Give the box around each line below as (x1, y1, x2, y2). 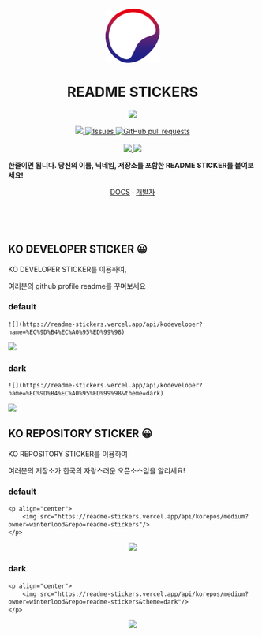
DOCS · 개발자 (110, 187, 155, 196)
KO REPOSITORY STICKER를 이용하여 (8, 449, 128, 458)
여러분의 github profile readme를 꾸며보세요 (8, 281, 146, 290)
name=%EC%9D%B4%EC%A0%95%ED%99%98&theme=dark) (8, 390, 164, 398)
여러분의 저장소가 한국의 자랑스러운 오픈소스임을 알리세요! (8, 466, 185, 475)
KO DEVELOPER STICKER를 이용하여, (8, 264, 127, 274)
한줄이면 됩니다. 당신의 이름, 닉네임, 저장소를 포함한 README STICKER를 (8, 160, 234, 170)
